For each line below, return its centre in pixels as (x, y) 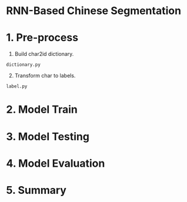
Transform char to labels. (45, 76)
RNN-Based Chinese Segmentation (93, 11)
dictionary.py (24, 65)
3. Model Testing (48, 137)
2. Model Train (42, 110)
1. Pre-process (42, 38)
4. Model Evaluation (56, 163)
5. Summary (36, 190)
